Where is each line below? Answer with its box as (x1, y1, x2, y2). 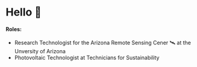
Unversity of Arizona (14, 48, 66, 55)
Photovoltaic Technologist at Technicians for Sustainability (14, 54, 160, 62)
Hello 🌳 (5, 5, 42, 19)
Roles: (5, 25, 22, 32)
